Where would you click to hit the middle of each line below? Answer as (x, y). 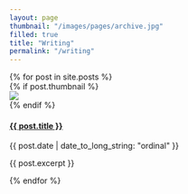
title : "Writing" (42, 43)
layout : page (34, 18)
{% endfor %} (35, 180)
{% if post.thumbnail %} (54, 87)
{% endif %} (33, 106)
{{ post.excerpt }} (42, 163)
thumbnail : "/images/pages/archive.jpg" (87, 26)
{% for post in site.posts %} (61, 77)
